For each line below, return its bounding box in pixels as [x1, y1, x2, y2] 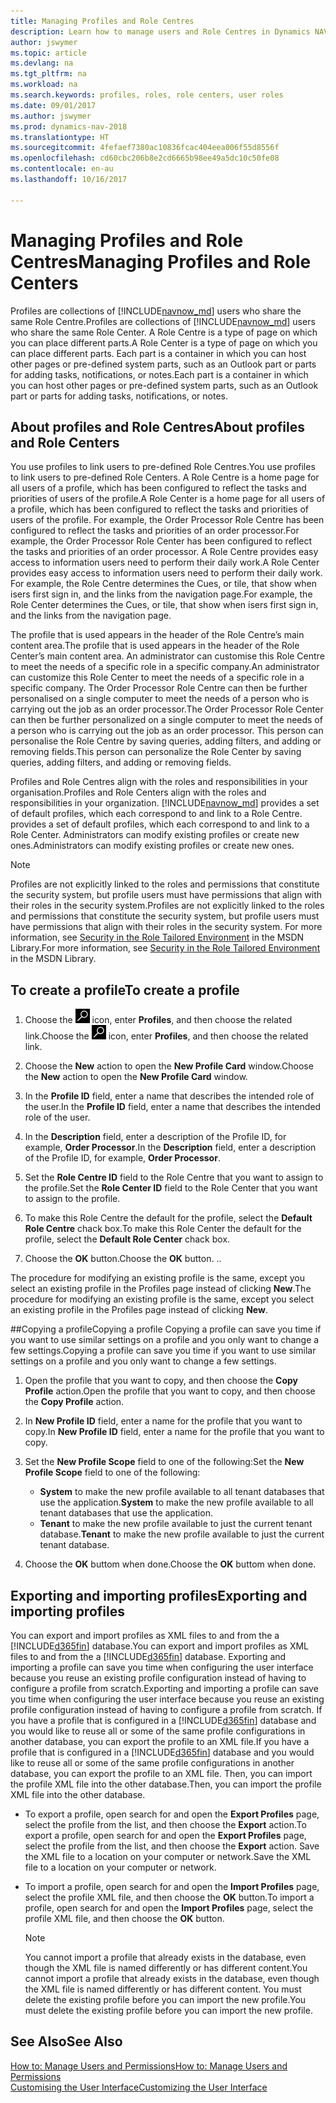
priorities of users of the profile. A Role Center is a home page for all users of [10, 493, 326, 505]
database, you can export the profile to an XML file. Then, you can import [10, 1768, 313, 1779]
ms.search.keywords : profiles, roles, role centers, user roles [10, 90, 284, 100]
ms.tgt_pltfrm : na [10, 69, 87, 79]
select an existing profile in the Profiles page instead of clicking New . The [10, 1283, 312, 1295]
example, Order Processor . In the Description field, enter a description [24, 1141, 317, 1154]
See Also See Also [10, 2033, 123, 2050]
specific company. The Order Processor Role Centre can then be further [10, 682, 308, 694]
